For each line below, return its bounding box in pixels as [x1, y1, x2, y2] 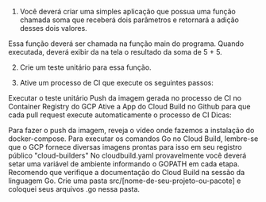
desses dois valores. [19, 24, 87, 32]
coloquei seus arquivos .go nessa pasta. [8, 185, 141, 193]
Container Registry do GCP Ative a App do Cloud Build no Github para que [8, 102, 251, 111]
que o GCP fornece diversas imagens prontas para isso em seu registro [8, 143, 242, 151]
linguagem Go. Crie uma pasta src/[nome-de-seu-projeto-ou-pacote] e [8, 176, 241, 185]
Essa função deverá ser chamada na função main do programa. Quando [8, 39, 245, 48]
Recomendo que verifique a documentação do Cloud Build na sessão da [8, 168, 245, 177]
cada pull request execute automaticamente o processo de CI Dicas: [8, 110, 232, 120]
